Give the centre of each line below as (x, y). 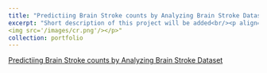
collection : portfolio (46, 38)
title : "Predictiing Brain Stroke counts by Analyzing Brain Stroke (124, 15)
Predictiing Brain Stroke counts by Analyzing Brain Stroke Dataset (116, 60)
